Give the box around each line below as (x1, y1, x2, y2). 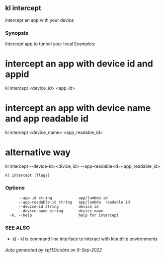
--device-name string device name (18, 208, 103, 214)
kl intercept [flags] (5, 173, 50, 178)
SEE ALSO (5, 224, 30, 231)
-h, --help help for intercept (9, 213, 119, 218)
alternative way (5, 147, 71, 158)
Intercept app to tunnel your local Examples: (5, 41, 95, 47)
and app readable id (5, 113, 88, 125)
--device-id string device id (18, 204, 99, 209)
